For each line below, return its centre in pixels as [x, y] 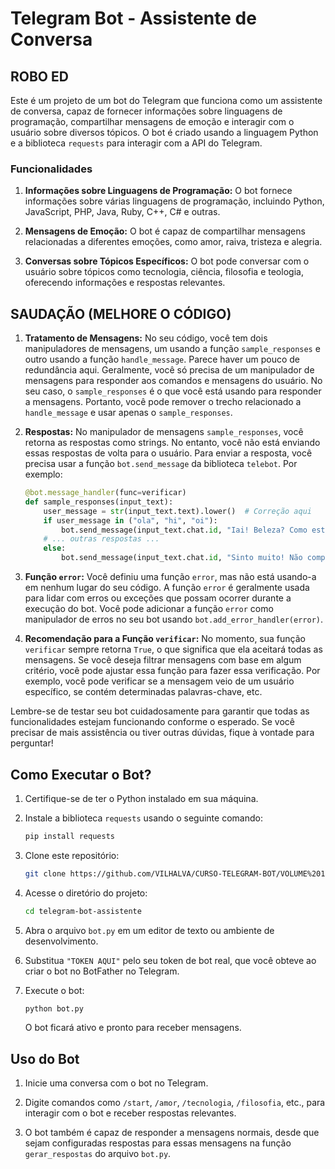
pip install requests [69, 836]
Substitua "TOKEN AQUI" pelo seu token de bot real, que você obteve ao [170, 960]
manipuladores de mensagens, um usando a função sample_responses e [172, 349]
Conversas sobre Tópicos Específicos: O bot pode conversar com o [167, 261]
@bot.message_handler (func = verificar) [105, 493]
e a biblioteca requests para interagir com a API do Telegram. [136, 143]
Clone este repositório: [72, 855]
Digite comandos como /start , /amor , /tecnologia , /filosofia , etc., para [175, 1103]
